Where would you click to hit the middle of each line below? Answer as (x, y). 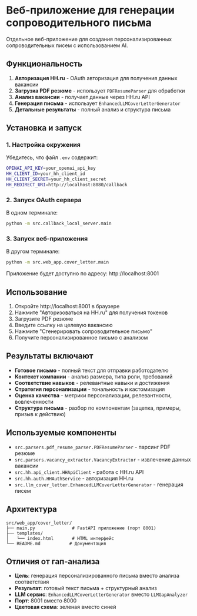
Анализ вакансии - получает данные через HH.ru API (82, 97)
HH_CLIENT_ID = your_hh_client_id (46, 174)
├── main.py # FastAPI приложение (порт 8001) (81, 528)
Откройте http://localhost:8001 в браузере (67, 307)
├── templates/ (25, 533)
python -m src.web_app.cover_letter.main (58, 262)
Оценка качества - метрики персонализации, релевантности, (93, 395)
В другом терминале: (33, 252)
